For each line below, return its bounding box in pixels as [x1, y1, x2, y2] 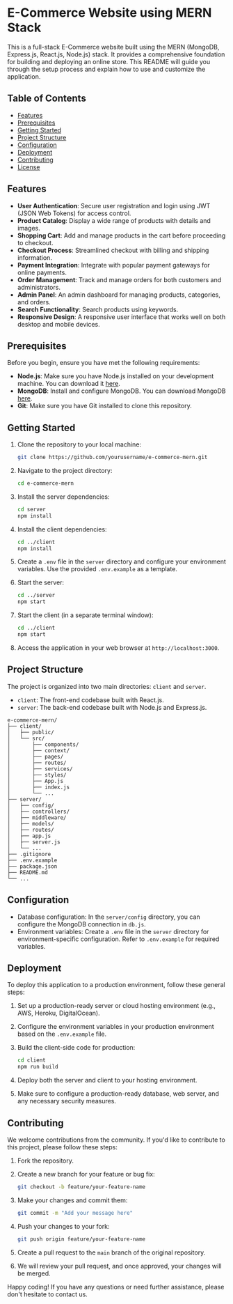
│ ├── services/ [7, 765, 73, 773]
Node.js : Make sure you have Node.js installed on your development [17, 372, 214, 380]
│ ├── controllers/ [7, 808, 70, 815]
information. [17, 253, 52, 262]
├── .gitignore [7, 851, 51, 857]
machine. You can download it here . [17, 380, 120, 388]
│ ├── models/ [7, 820, 54, 827]
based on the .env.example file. [17, 1030, 107, 1039]
